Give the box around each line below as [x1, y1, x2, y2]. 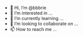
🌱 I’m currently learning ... [10, 15, 64, 21]
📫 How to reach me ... [10, 26, 57, 32]
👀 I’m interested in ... [10, 10, 53, 16]
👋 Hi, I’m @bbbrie [10, 5, 47, 10]
